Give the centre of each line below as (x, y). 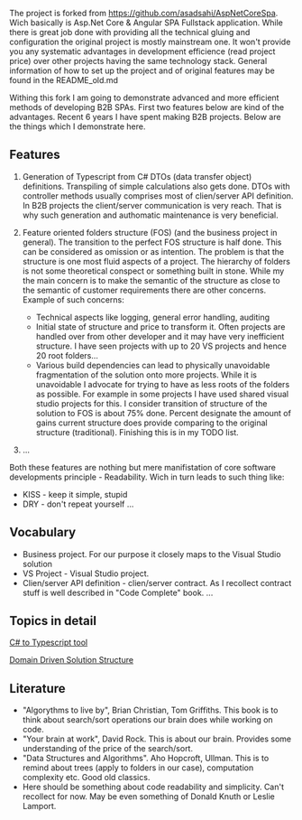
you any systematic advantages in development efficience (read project (142, 51)
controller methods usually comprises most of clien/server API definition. (158, 196)
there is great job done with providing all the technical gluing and (130, 32)
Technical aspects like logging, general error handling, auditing (153, 317)
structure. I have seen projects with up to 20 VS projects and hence (161, 346)
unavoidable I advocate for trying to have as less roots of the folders (163, 384)
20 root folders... (67, 355)
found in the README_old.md (64, 80)
